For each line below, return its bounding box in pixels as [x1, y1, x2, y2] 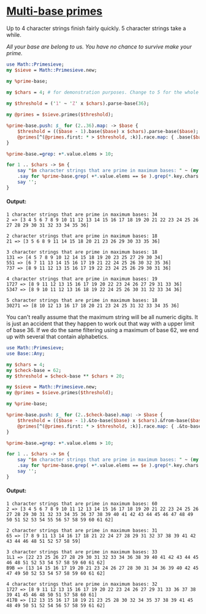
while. [6, 31, 21, 38]
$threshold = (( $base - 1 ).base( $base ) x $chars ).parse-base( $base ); [17, 128, 199, 134]
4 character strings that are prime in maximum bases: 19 [6, 276, 158, 282]
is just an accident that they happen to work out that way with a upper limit [6, 320, 195, 327]
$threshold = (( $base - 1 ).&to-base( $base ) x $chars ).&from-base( [17, 417, 191, 423]
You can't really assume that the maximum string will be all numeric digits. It [6, 314, 198, 321]
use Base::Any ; [6, 351, 45, 357]
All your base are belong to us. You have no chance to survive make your [6, 43, 192, 50]
